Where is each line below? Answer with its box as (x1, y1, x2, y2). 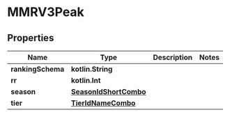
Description (153, 53, 193, 62)
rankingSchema (10, 64, 65, 74)
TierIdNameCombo (70, 98, 136, 108)
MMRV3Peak (7, 4, 85, 20)
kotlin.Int (70, 76, 101, 85)
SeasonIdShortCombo (70, 87, 146, 96)
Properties (7, 32, 54, 44)
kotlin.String (70, 64, 113, 74)
